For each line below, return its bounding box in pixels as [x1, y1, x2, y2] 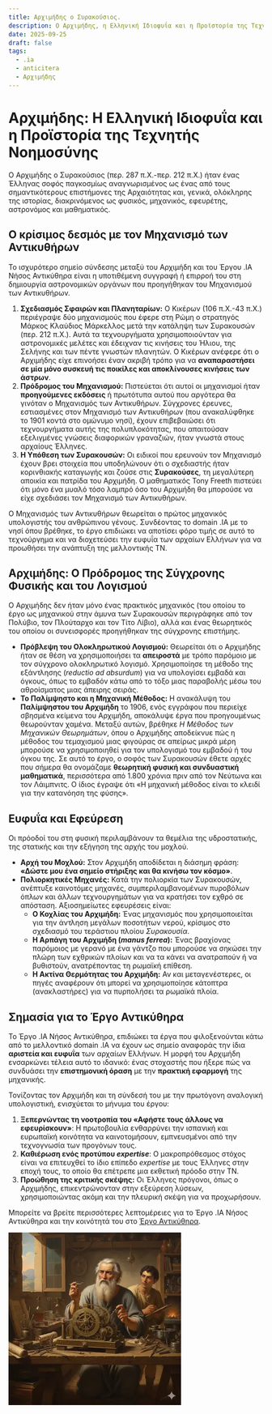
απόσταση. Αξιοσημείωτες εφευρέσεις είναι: [19, 901, 172, 910]
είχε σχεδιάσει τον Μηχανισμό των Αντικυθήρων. [19, 492, 188, 502]
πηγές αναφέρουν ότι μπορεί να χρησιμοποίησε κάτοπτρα [32, 978, 228, 988]
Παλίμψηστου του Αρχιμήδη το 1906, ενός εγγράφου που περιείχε [19, 702, 248, 712]
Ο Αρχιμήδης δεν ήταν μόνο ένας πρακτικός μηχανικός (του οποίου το [8, 600, 245, 611]
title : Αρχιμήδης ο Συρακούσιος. [8, 13, 121, 21]
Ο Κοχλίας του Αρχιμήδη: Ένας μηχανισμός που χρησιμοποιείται [32, 909, 253, 919]
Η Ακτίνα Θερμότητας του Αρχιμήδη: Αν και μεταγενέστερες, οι [32, 969, 252, 979]
